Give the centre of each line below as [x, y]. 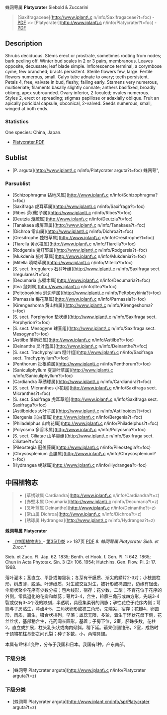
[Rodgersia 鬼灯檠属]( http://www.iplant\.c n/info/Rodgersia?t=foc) [80, 250]
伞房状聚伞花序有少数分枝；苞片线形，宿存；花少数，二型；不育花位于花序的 [83, 590]
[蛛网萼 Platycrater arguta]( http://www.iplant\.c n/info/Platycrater [79, 670]
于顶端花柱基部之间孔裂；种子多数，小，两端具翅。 [57, 634]
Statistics [17, 121]
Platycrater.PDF [28, 142]
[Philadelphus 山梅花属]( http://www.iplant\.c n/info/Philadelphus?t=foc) [85, 423]
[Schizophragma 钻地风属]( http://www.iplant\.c [60, 195]
